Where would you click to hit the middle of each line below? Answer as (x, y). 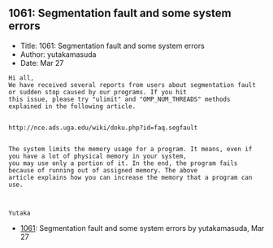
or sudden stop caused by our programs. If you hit (97, 92)
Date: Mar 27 (42, 63)
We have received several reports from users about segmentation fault (132, 85)
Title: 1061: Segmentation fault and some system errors (112, 46)
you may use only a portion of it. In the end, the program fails (123, 163)
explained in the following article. (72, 106)
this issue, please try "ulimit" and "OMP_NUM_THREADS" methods (119, 99)
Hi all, (22, 78)
